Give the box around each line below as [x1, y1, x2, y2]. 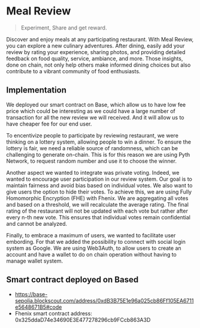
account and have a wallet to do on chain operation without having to [6, 251, 177, 258]
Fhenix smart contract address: [14, 309, 93, 317]
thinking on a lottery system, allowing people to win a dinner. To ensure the [6, 138, 192, 145]
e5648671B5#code [14, 303, 62, 311]
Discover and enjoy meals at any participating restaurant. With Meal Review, [6, 35, 194, 43]
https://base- [14, 290, 48, 298]
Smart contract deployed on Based [6, 275, 139, 285]
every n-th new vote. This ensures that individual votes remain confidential [6, 213, 190, 220]
